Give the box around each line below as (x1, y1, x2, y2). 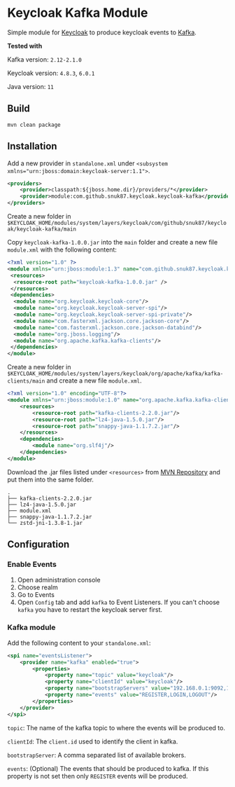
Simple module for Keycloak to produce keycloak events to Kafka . (7, 28, 197, 36)
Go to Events (17, 590, 55, 598)
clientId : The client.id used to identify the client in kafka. (7, 737, 178, 746)
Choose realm (17, 583, 58, 591)
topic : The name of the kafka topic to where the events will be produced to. (7, 723, 226, 732)
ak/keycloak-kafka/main (7, 226, 77, 233)
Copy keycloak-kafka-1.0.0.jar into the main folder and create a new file (7, 238, 218, 247)
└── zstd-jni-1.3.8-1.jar (7, 519, 83, 526)
